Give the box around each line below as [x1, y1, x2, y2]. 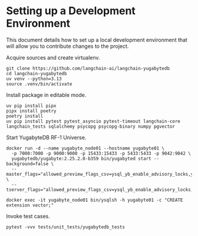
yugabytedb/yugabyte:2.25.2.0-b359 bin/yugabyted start [11, 156, 151, 161]
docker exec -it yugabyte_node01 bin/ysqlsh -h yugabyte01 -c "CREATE [6, 197, 183, 203]
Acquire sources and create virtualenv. [6, 54, 100, 61]
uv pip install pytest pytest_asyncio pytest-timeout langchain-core [6, 118, 181, 124]
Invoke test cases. [6, 212, 50, 219]
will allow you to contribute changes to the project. [6, 43, 129, 50]
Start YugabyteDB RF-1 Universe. [6, 134, 87, 141]
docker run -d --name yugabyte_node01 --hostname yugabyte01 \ [6, 145, 165, 151]
